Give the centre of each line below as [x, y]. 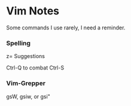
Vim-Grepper [26, 83]
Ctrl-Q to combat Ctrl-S [35, 68]
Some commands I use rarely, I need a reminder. [66, 28]
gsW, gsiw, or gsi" [28, 96]
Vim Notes [33, 11]
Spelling [19, 43]
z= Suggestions [25, 56]
